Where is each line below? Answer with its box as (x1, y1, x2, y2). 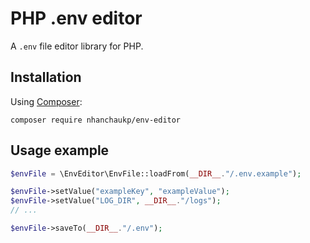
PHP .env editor (10, 7, 143, 30)
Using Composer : (10, 95, 83, 107)
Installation (10, 69, 82, 86)
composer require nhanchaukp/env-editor (10, 115, 182, 125)
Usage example (10, 142, 110, 159)
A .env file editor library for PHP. (10, 40, 144, 52)
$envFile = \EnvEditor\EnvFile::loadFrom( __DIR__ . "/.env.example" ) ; (10, 168, 302, 179)
